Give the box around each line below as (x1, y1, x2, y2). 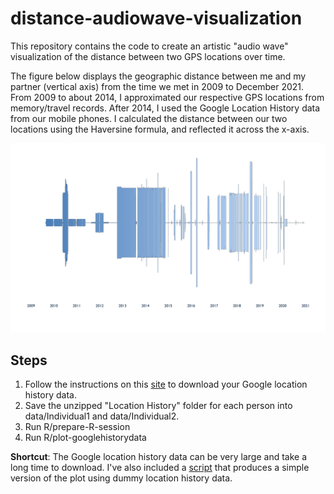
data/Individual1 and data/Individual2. (24, 410, 180, 422)
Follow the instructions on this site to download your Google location (24, 378, 308, 390)
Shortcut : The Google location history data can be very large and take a (10, 450, 308, 462)
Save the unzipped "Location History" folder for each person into (24, 399, 293, 411)
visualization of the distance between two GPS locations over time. (10, 50, 286, 62)
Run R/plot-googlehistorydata (24, 431, 147, 443)
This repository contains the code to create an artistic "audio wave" (10, 40, 289, 52)
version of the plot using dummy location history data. (10, 472, 233, 484)
